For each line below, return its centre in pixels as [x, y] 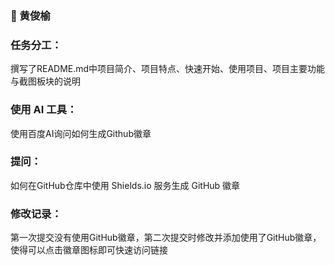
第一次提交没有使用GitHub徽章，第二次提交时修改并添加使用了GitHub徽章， [166, 238]
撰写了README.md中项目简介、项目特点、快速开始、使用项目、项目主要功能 [168, 69]
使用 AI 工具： [44, 110]
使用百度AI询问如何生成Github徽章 [81, 133]
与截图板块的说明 [45, 81]
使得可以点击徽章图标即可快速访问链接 [89, 250]
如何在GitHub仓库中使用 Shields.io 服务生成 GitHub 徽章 [125, 185]
